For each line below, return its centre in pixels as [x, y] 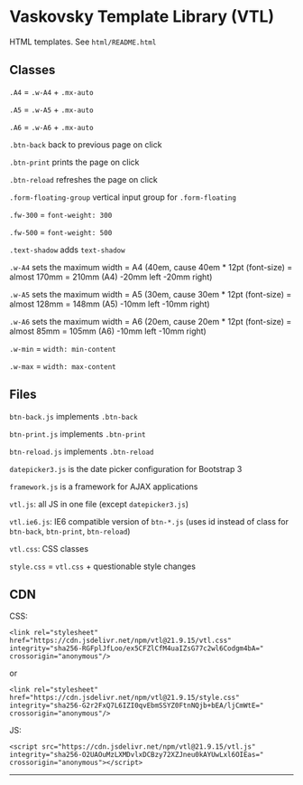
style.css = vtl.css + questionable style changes [103, 566]
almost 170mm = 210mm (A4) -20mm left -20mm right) [111, 277]
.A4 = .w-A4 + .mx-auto [51, 91]
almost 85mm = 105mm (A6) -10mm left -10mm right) [108, 331]
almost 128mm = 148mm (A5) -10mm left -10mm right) [110, 304]
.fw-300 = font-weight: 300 [61, 214]
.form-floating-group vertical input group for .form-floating [123, 197]
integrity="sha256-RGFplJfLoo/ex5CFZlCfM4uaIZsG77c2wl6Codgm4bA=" [137, 648]
